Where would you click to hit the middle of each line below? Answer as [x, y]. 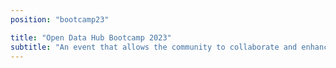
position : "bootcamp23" [60, 19]
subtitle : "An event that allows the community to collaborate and [154, 47]
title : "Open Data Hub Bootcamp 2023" [91, 37]
